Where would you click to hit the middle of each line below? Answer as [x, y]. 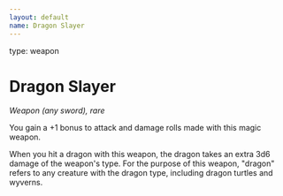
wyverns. [26, 183]
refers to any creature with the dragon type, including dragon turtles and [141, 173]
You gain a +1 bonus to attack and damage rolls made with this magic [135, 128]
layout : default [39, 17]
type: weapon [34, 50]
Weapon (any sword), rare [57, 110]
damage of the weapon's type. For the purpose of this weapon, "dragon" [142, 163]
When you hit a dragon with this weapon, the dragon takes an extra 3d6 [140, 155]
